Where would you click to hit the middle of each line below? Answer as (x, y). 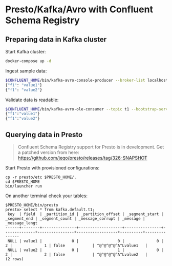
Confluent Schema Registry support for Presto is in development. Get (91, 147)
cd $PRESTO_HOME (23, 182)
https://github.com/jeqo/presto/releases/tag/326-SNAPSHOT (82, 158)
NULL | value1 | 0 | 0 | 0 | (85, 241)
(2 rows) (15, 259)
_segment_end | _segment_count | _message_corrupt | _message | (75, 218)
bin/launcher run (24, 186)
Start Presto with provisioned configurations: (52, 167)
